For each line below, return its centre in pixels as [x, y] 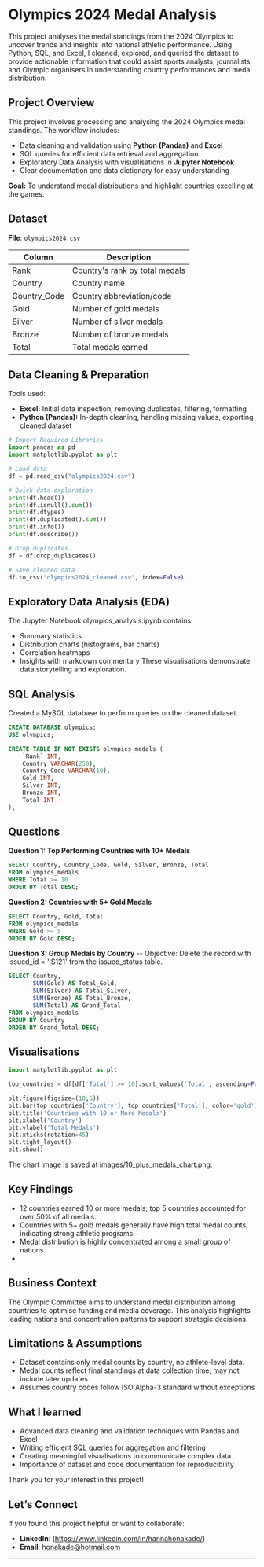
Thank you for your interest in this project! [76, 1480]
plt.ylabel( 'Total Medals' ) [54, 1127]
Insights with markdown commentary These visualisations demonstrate [135, 661]
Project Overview [51, 103]
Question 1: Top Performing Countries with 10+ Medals [99, 851]
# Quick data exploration [50, 490]
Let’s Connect [43, 1504]
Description [129, 257]
